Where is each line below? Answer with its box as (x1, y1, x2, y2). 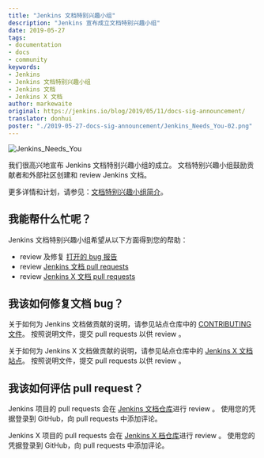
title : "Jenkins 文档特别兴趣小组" (8, 11, 116, 20)
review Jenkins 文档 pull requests (19, 261, 129, 271)
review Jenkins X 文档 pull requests (19, 271, 136, 281)
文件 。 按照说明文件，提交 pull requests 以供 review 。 (8, 330, 186, 339)
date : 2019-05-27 (8, 26, 66, 34)
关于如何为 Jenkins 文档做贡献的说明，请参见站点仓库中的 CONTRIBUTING (8, 319, 251, 329)
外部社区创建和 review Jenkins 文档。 (28, 170, 152, 179)
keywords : (8, 63, 41, 71)
